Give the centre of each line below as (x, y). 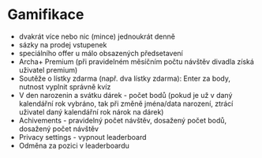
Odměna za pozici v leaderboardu (74, 145)
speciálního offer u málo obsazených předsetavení (101, 53)
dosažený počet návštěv (59, 129)
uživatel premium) (48, 70)
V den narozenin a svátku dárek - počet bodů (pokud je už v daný (125, 95)
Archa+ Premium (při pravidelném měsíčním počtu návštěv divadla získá (136, 62)
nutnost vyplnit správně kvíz (65, 87)
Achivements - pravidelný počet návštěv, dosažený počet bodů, (123, 120)
